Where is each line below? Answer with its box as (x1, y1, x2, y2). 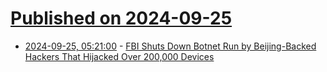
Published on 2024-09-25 (10, 7, 233, 30)
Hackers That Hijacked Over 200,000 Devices (24, 50, 215, 62)
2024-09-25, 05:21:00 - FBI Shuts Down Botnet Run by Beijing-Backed (24, 40, 317, 52)
